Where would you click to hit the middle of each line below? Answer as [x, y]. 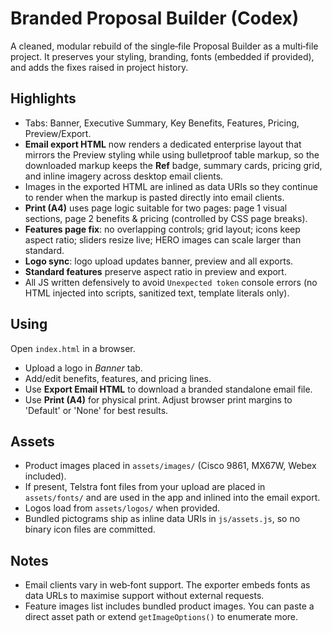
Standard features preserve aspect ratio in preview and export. [155, 271]
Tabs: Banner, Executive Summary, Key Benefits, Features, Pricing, [162, 123]
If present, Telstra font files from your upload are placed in [145, 487]
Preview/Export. [58, 133]
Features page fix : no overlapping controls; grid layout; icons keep [162, 229]
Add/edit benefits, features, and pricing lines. [118, 378]
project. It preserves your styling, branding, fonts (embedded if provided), [162, 56]
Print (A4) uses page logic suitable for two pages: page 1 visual [156, 208]
